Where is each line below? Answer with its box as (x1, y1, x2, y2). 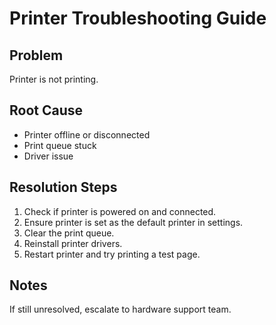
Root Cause (9, 102, 84, 119)
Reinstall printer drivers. (23, 237, 123, 249)
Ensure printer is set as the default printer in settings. (23, 216, 244, 228)
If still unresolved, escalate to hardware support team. (9, 303, 232, 316)
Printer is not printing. (9, 73, 99, 85)
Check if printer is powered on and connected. (23, 205, 217, 217)
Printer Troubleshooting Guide (9, 7, 267, 30)
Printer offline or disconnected (23, 128, 151, 141)
